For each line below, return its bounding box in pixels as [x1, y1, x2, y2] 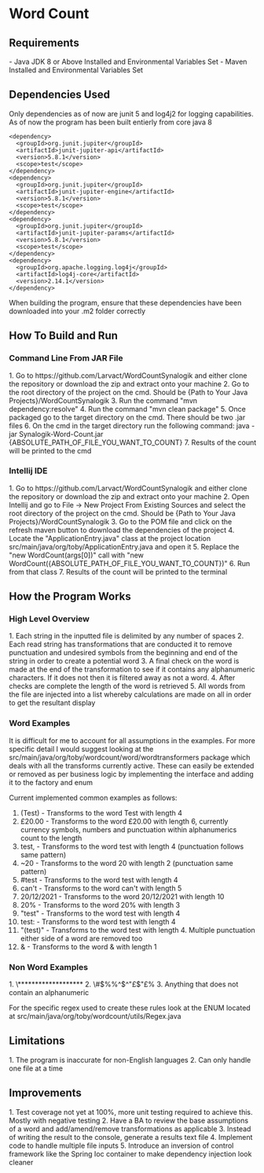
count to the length [20, 833, 82, 842]
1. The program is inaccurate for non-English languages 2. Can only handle [9, 1055, 251, 1064]
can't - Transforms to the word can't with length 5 [20, 883, 182, 893]
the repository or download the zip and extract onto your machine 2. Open [9, 491, 250, 501]
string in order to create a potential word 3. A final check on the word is [9, 657, 240, 666]
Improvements [9, 1086, 82, 1100]
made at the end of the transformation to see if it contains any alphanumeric [9, 664, 255, 674]
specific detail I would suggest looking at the [9, 744, 154, 753]
